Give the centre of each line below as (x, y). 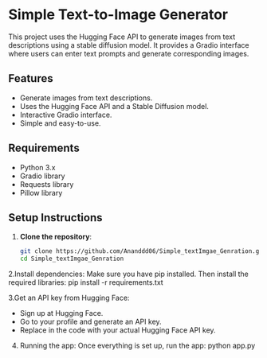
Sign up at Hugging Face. (61, 313)
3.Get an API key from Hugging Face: (69, 298)
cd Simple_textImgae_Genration (72, 259)
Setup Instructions (55, 218)
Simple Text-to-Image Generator (118, 15)
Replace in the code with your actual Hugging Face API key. (118, 330)
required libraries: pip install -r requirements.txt (86, 282)
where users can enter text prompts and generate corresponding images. (129, 53)
